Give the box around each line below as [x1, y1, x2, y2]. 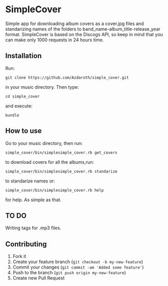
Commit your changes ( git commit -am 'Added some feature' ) [12, 264, 144, 270]
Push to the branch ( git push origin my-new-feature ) [12, 270, 126, 276]
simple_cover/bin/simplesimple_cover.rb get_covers [5, 150, 117, 155]
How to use [5, 127, 42, 135]
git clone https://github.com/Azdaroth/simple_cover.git [5, 75, 129, 80]
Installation [5, 52, 42, 60]
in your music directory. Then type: [5, 84, 79, 90]
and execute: [5, 103, 33, 109]
